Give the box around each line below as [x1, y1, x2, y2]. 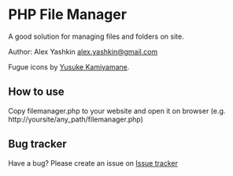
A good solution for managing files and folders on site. [8, 32, 184, 41]
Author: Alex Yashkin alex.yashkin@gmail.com [8, 47, 158, 56]
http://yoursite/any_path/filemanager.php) [8, 114, 144, 124]
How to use [8, 85, 65, 99]
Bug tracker [8, 137, 67, 151]
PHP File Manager [8, 6, 128, 24]
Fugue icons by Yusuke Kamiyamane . [8, 62, 130, 72]
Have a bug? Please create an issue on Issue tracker [8, 158, 179, 167]
